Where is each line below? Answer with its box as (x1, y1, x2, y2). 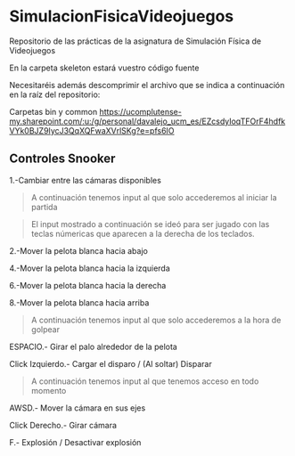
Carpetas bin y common (9, 106, 98, 117)
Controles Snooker (9, 151, 116, 167)
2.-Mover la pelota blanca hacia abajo (9, 245, 149, 256)
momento (30, 385, 67, 395)
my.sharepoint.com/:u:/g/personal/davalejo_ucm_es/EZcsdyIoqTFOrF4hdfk (9, 116, 286, 126)
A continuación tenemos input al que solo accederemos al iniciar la (30, 191, 278, 202)
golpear (30, 323, 61, 335)
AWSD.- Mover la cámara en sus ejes (9, 403, 146, 413)
